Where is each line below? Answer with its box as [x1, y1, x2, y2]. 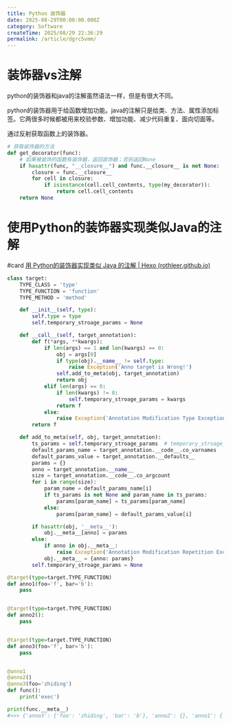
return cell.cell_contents [56, 188, 134, 195]
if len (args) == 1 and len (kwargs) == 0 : [43, 344, 165, 351]
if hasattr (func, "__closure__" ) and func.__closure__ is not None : [19, 163, 220, 169]
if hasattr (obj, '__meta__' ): [32, 523, 118, 530]
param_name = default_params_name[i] [43, 485, 153, 492]
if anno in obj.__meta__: [43, 542, 118, 550]
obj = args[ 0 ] [56, 351, 97, 358]
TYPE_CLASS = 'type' [19, 281, 78, 288]
